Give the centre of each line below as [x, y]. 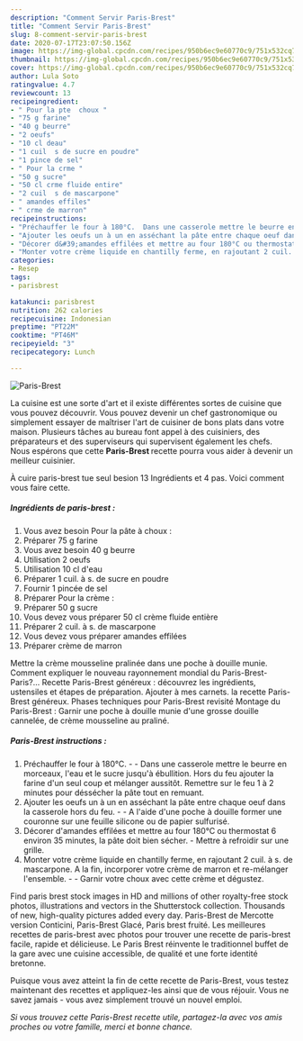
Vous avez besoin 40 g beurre [79, 549]
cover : [22, 68]
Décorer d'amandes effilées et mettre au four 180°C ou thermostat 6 [150, 830]
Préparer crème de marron [72, 646]
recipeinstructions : [49, 218]
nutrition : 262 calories [57, 310]
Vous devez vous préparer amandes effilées [105, 636]
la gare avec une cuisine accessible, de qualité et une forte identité [134, 953]
